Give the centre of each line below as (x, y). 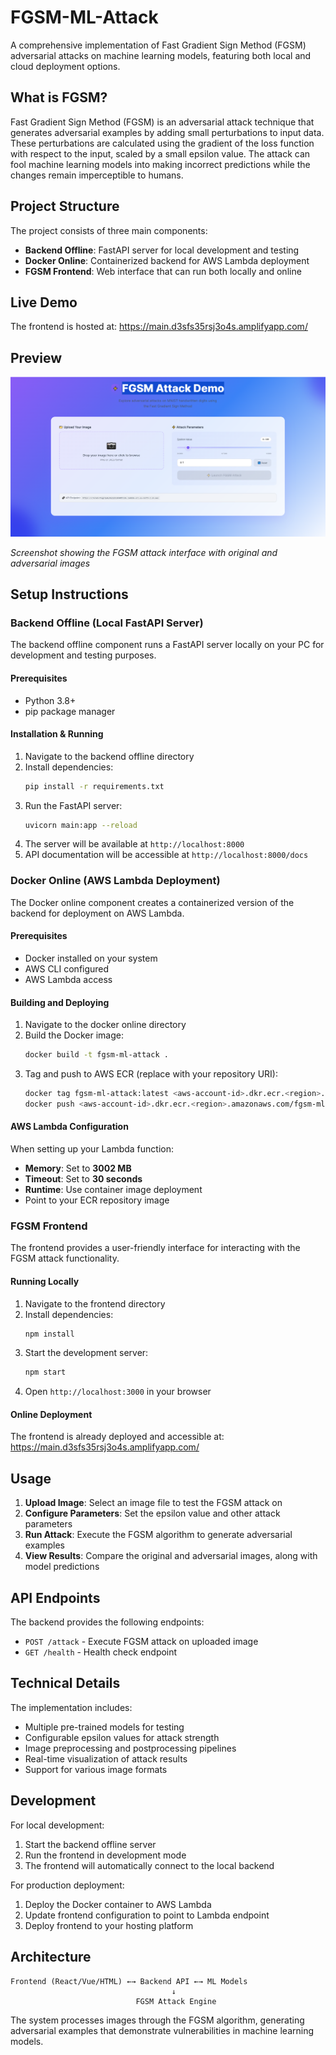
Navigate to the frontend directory (95, 1303)
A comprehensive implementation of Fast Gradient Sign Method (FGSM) (158, 45)
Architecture (51, 1957)
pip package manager (70, 711)
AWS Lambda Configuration (69, 1127)
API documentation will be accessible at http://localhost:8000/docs (166, 855)
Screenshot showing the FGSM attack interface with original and (144, 552)
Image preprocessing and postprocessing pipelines (130, 1748)
